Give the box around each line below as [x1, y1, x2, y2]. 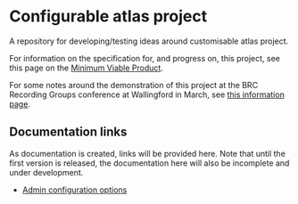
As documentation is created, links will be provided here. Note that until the [9, 148, 286, 159]
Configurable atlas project [9, 6, 208, 27]
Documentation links [9, 125, 128, 140]
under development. [9, 167, 84, 177]
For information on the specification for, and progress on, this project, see [9, 53, 281, 63]
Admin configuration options [21, 184, 128, 195]
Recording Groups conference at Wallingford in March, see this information [9, 89, 286, 100]
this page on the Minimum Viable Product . [9, 62, 163, 73]
